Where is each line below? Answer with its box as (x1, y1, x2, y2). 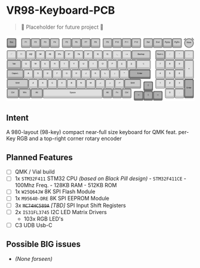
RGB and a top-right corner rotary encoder (17, 135, 122, 142)
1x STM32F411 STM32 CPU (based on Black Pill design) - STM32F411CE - (14, 175, 187, 182)
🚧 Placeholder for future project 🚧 (20, 23, 104, 31)
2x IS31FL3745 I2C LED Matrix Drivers (14, 208, 107, 215)
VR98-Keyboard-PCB (6, 4, 115, 17)
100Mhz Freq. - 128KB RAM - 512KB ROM (14, 182, 118, 189)
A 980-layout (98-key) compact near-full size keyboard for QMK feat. (6, 129, 177, 136)
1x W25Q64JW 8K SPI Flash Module (14, 188, 96, 195)
